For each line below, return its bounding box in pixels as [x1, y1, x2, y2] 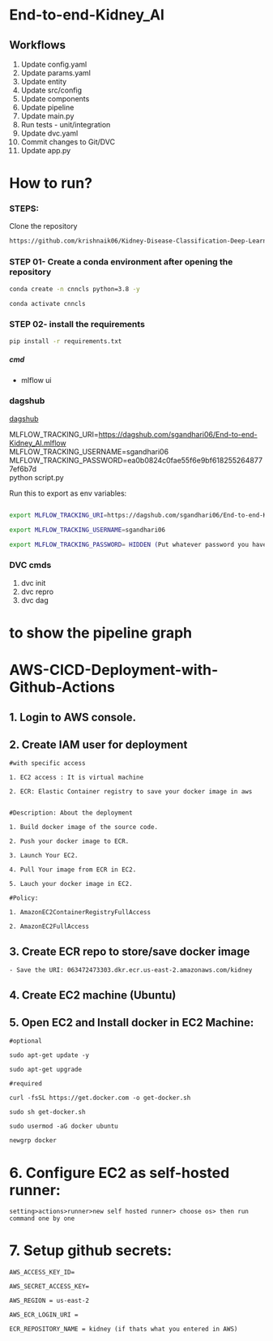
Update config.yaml [20, 59, 87, 69]
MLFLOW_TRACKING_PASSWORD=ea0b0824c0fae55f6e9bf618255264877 [9, 455, 262, 465]
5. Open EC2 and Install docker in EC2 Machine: [9, 1016, 254, 1029]
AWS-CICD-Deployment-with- [9, 661, 219, 679]
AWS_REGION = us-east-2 [9, 1296, 90, 1305]
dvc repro [20, 587, 54, 596]
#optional [9, 1037, 43, 1046]
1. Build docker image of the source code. [9, 823, 159, 832]
